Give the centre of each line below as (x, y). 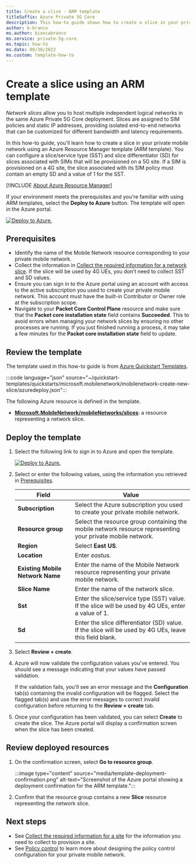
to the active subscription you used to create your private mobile (92, 290)
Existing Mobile (39, 568)
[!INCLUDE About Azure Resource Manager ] (59, 185)
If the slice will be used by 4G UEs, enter (130, 606)
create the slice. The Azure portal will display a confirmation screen (95, 723)
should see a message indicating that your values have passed (90, 669)
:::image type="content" (43, 773)
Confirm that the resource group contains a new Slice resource (90, 797)
